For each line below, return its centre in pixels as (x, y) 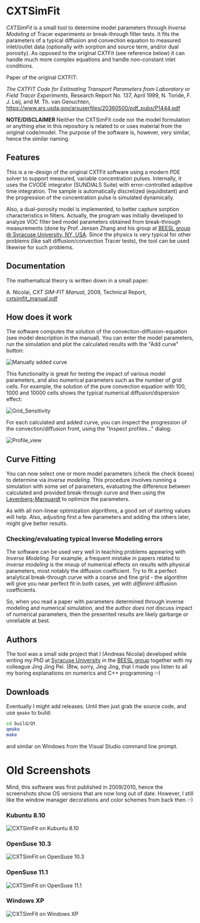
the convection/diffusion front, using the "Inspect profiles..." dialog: (89, 429)
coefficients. (21, 590)
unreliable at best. (28, 621)
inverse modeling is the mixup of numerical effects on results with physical (98, 564)
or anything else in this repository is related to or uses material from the (94, 126)
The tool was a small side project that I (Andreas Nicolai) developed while (96, 654)
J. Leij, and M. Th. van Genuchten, (48, 101)
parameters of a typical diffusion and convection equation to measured (93, 40)
